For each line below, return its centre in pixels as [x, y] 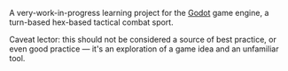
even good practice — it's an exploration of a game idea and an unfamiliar [144, 49]
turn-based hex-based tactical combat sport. [92, 22]
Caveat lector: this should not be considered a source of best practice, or [143, 39]
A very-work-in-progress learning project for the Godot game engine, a [139, 13]
